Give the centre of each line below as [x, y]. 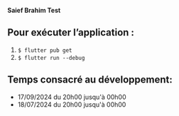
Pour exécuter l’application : [71, 32]
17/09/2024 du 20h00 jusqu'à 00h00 [72, 97]
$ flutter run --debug [51, 58]
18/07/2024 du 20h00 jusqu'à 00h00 [72, 104]
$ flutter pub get [45, 50]
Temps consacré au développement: [90, 80]
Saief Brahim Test [34, 10]
